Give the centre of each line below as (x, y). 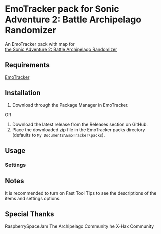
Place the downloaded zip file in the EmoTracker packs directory (79, 129)
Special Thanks (30, 214)
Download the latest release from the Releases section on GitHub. (80, 124)
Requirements (27, 65)
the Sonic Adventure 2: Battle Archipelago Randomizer (61, 49)
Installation (23, 93)
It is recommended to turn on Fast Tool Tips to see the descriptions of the (81, 193)
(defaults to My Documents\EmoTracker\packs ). (59, 135)
